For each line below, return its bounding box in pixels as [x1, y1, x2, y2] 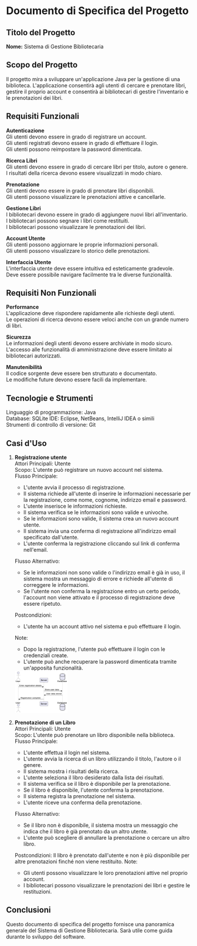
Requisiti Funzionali [6, 112, 79, 121]
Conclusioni [6, 905, 51, 915]
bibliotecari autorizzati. [6, 352, 62, 359]
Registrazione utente [14, 454, 67, 461]
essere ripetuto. [23, 600, 62, 607]
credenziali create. [23, 652, 69, 659]
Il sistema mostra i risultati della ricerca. [23, 768, 120, 775]
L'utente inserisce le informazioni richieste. [23, 503, 127, 510]
